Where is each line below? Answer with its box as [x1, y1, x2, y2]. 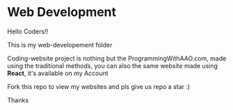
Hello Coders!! [7, 27, 49, 36]
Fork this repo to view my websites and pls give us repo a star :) [7, 82, 191, 91]
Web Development [7, 4, 117, 20]
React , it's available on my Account [7, 69, 109, 77]
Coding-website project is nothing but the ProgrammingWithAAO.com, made [7, 54, 227, 63]
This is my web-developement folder [7, 40, 113, 49]
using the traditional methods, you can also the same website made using [7, 61, 218, 70]
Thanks [7, 95, 29, 104]
